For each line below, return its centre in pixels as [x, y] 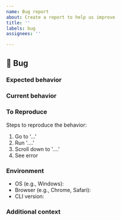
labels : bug [21, 28]
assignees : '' [24, 34]
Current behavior [31, 96]
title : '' [18, 23]
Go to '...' [26, 136]
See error [26, 155]
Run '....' [24, 143]
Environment [25, 171]
